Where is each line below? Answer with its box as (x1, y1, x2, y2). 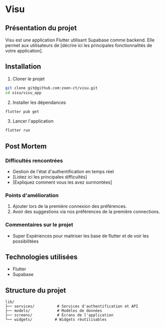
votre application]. (5, 48, 43, 53)
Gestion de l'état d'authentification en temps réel (12, 169, 114, 175)
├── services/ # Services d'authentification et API (5, 304, 138, 309)
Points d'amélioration (5, 192, 59, 199)
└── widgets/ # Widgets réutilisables (5, 317, 107, 322)
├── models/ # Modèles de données (5, 308, 102, 313)
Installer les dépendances (12, 99, 66, 105)
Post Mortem (5, 142, 47, 150)
